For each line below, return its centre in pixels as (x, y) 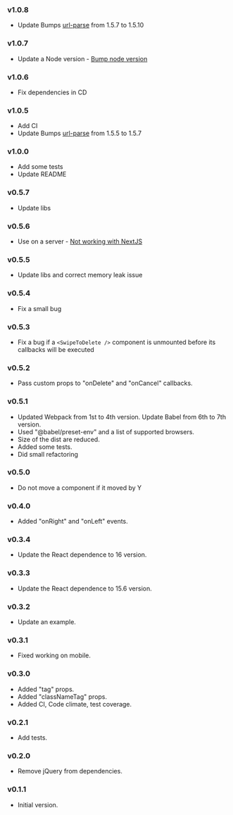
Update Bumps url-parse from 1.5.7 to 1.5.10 (81, 25)
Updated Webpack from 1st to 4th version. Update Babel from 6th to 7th (122, 417)
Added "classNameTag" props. (62, 696)
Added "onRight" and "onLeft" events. (73, 522)
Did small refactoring (48, 454)
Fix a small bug (39, 308)
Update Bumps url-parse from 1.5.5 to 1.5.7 (80, 133)
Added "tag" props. (46, 689)
